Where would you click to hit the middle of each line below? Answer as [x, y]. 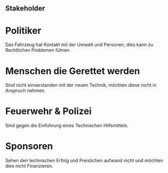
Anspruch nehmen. [26, 91]
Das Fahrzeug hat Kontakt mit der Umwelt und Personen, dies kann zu [79, 45]
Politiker [23, 31]
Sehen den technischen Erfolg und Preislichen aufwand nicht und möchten [84, 161]
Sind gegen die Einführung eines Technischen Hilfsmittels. [67, 126]
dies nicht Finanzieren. [29, 166]
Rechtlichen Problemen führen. [38, 50]
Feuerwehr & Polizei [49, 111]
